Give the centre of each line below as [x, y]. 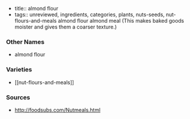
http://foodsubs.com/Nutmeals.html [57, 110]
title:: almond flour [36, 8]
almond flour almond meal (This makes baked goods [121, 21]
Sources [18, 97]
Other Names [25, 42]
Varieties [19, 70]
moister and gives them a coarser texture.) [66, 27]
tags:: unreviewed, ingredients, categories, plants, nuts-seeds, [89, 15]
